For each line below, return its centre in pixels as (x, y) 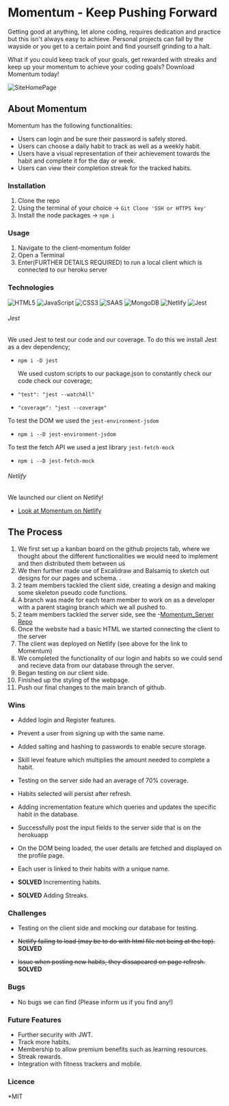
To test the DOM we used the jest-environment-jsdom (83, 421)
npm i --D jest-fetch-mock (56, 461)
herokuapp (33, 835)
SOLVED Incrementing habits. (59, 882)
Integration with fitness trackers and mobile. (80, 1064)
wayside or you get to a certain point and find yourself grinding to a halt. (109, 46)
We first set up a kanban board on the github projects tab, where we (114, 549)
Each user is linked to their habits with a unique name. (94, 869)
